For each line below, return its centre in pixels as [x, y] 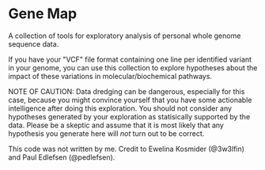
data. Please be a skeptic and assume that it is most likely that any [116, 125]
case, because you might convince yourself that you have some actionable [130, 100]
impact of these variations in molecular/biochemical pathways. [110, 76]
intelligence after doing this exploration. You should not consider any [120, 108]
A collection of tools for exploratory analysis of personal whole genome [125, 36]
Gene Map [43, 14]
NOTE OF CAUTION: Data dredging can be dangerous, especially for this [127, 91]
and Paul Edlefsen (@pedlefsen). [62, 157]
